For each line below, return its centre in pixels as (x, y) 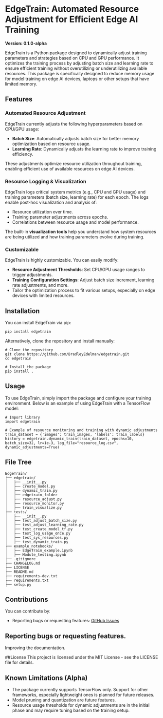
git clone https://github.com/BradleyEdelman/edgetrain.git (67, 354)
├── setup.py (18, 585)
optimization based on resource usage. (51, 144)
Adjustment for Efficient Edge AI (72, 19)
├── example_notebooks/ (29, 546)
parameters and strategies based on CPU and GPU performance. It (72, 58)
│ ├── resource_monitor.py (35, 503)
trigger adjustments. (32, 275)
